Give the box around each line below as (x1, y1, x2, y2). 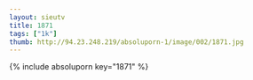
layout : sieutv (9, 12, 66, 22)
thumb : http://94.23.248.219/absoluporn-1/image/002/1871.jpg (9, 37, 244, 47)
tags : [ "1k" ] (9, 29, 58, 38)
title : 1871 (9, 21, 53, 30)
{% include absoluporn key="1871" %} (9, 62, 149, 72)
